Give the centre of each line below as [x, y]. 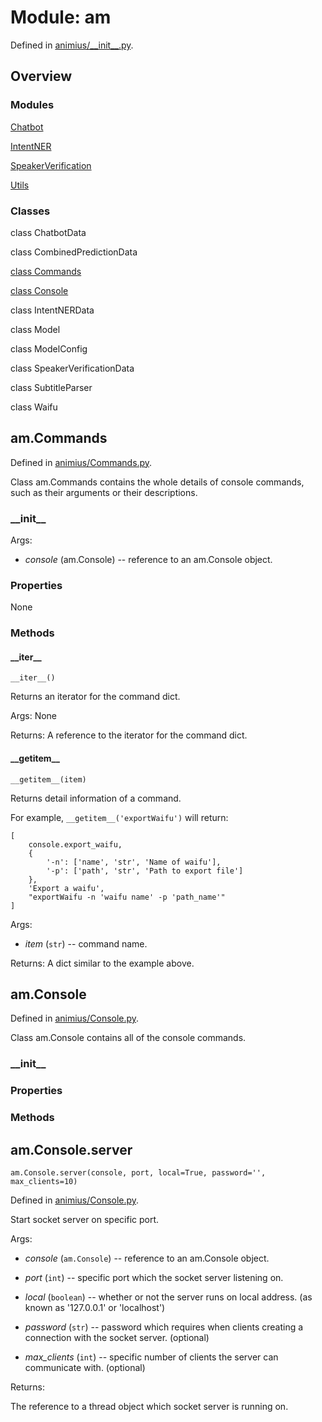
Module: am [61, 17]
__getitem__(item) [48, 779]
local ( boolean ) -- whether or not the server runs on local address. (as [168, 1297]
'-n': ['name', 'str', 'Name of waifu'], [134, 862]
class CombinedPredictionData [74, 252]
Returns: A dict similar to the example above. [102, 963]
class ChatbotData [48, 232]
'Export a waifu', [66, 888]
